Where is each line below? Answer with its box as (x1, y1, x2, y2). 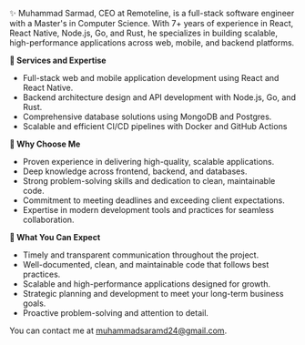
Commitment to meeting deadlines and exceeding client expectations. (22, 195, 285, 206)
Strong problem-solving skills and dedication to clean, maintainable (22, 176, 276, 186)
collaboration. (22, 214, 75, 225)
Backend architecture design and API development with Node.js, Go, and (22, 92, 296, 103)
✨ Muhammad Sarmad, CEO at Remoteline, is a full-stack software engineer (9, 8, 295, 18)
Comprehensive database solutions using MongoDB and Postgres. (22, 111, 272, 122)
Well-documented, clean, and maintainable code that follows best (22, 259, 269, 269)
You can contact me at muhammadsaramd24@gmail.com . (9, 325, 228, 336)
